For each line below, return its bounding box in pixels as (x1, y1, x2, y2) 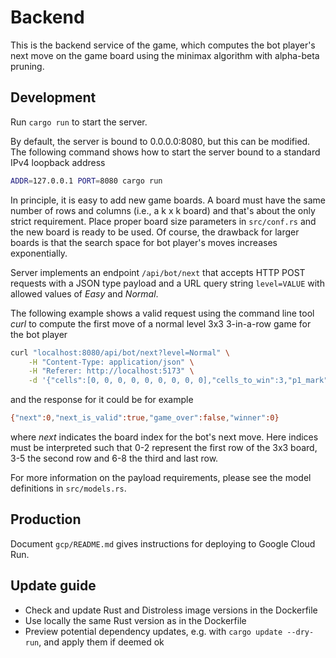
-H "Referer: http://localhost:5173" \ (28, 366, 195, 376)
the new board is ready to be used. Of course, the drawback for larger (10, 226, 300, 238)
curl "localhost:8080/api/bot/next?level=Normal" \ (10, 347, 230, 358)
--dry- (286, 627, 315, 637)
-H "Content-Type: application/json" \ (28, 357, 195, 367)
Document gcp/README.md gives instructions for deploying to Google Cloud (10, 537, 316, 550)
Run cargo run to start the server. (10, 116, 148, 128)
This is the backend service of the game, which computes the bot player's (10, 39, 316, 51)
